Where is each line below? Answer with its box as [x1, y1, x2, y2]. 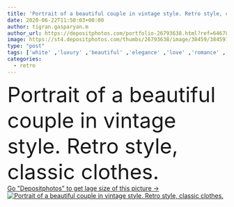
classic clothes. [7, 158, 159, 185]
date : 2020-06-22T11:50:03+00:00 [7, 17, 104, 24]
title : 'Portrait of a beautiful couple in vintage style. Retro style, [7, 10, 223, 17]
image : [7, 36, 26, 43]
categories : [7, 56, 42, 63]
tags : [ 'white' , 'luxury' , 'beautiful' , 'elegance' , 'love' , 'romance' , [7, 49, 226, 56]
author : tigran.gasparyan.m [7, 23, 89, 30]
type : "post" [7, 43, 45, 49]
